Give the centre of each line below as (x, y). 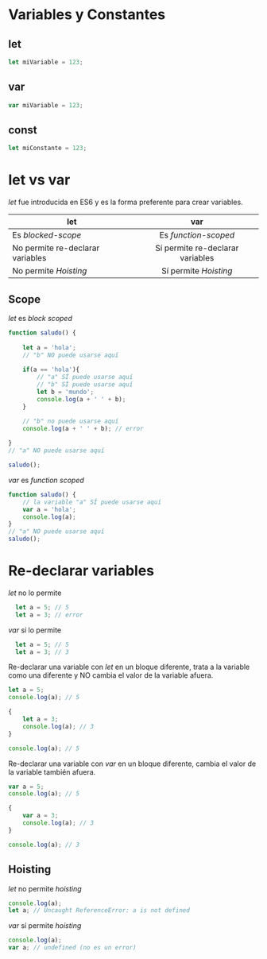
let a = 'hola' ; (50, 347)
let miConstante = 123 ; (48, 149)
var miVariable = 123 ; (46, 105)
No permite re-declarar (56, 248)
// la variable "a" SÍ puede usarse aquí (92, 502)
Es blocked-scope (47, 235)
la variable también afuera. (52, 771)
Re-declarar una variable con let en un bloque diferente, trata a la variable (129, 667)
